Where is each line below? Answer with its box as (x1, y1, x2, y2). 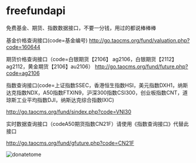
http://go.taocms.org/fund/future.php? (94, 63, 188, 70)
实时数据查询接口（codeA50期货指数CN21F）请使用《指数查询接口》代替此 (6, 120, 189, 127)
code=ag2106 (6, 69, 40, 76)
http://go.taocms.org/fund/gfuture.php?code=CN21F (6, 139, 135, 147)
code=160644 (6, 43, 41, 51)
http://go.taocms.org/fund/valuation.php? (89, 36, 190, 44)
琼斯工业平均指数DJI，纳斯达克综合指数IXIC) (6, 96, 115, 104)
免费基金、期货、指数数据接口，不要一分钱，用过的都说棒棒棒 (6, 24, 156, 31)
